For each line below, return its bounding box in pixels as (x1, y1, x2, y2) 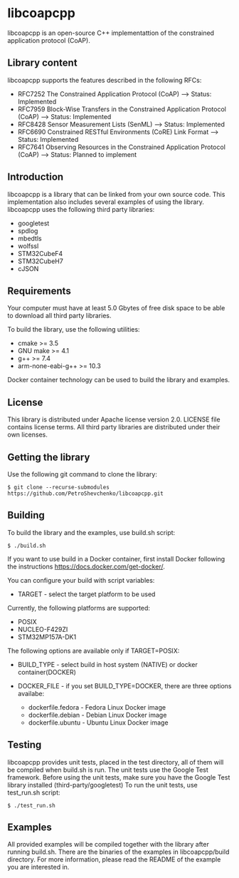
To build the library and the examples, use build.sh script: (7, 528, 176, 536)
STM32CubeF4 (17, 249, 63, 257)
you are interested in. (7, 863, 70, 872)
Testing (7, 739, 42, 751)
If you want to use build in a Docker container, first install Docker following (7, 554, 225, 563)
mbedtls (17, 234, 42, 243)
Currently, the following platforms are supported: (7, 603, 151, 612)
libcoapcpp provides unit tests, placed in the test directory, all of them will (7, 757, 224, 766)
